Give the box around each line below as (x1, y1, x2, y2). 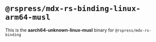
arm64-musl (5, 13, 51, 22)
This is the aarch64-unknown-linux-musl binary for (5, 27, 114, 33)
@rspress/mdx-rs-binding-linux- (5, 4, 141, 13)
